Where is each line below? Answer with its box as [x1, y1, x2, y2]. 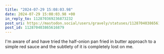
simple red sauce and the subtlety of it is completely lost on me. [5, 44, 134, 50]
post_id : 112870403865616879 [5, 25, 64, 30]
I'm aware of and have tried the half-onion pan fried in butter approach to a [5, 38, 156, 44]
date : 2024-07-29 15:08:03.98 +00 [5, 12, 76, 17]
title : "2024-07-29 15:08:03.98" [5, 7, 73, 12]
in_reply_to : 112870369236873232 [5, 16, 73, 21]
